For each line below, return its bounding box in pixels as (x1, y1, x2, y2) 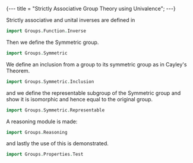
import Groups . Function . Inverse (6, 28, 86, 34)
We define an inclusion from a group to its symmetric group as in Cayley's (6, 60, 187, 68)
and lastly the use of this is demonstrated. (6, 140, 109, 147)
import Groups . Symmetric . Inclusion (6, 78, 94, 85)
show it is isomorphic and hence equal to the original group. (6, 95, 153, 103)
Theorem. (6, 67, 30, 74)
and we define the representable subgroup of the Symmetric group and (6, 89, 181, 97)
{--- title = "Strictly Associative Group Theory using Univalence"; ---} (6, 5, 176, 12)
